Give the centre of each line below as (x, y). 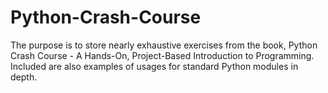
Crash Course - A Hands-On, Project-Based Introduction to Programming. (162, 55)
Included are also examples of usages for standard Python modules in (154, 66)
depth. (24, 77)
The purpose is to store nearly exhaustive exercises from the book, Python (164, 45)
